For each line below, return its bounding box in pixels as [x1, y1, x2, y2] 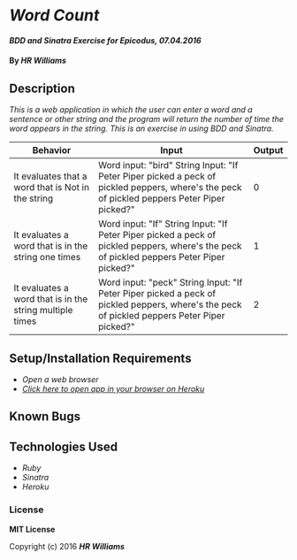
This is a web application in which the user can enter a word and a [9, 104, 254, 115]
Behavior [32, 144, 72, 157]
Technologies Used [9, 439, 118, 454]
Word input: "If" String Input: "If [98, 218, 228, 230]
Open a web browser [21, 374, 99, 385]
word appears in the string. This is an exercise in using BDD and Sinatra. [9, 123, 274, 134]
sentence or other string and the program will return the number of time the [9, 114, 285, 125]
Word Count [9, 5, 100, 26]
